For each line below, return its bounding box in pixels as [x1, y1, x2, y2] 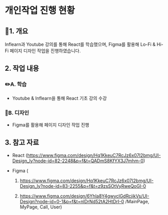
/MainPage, [125, 198, 150, 204]
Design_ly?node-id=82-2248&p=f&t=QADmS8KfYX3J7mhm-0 [12, 158, 144, 164]
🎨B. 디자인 [5, 109, 29, 116]
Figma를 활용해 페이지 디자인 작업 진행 [12, 122, 90, 128]
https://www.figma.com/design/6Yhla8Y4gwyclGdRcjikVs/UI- [19, 193, 150, 199]
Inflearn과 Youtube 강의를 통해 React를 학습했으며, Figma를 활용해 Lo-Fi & [5, 42, 156, 47]
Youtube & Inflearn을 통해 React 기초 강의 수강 [12, 95, 107, 101]
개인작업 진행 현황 [5, 5, 75, 16]
